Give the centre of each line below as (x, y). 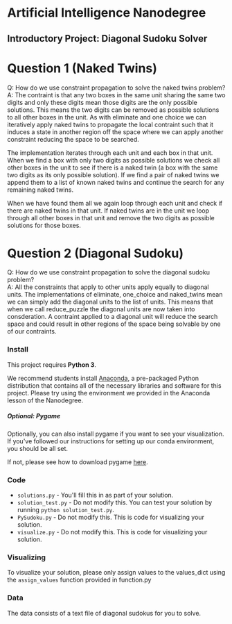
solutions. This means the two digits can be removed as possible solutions (113, 110)
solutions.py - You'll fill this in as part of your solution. (95, 495)
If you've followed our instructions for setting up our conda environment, (111, 441)
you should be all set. (37, 448)
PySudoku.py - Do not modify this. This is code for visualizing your (110, 517)
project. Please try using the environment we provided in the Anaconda (109, 393)
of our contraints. (32, 331)
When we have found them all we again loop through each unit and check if (115, 203)
